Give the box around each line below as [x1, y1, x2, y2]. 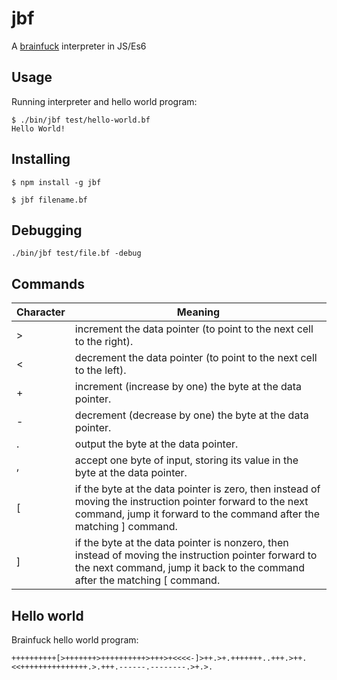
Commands [11, 275, 86, 292]
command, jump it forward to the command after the [74, 507, 321, 521]
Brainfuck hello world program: [11, 634, 139, 646]
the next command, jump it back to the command [74, 561, 306, 575]
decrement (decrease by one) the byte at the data [74, 408, 309, 422]
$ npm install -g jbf [11, 177, 102, 187]
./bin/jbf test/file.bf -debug [11, 248, 142, 259]
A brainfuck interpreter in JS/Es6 [11, 40, 147, 52]
